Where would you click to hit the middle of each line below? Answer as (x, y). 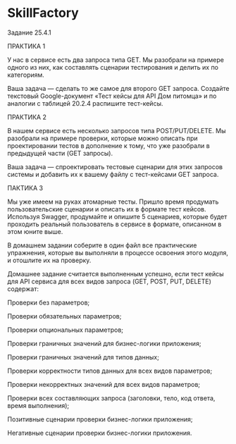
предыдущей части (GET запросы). (60, 153)
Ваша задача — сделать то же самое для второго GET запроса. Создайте (118, 88)
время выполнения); (38, 405)
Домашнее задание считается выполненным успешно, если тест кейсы (116, 273)
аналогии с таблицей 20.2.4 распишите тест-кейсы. (85, 103)
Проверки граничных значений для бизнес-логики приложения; (104, 343)
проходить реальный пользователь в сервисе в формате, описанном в (114, 224)
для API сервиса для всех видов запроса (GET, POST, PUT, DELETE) (109, 281)
